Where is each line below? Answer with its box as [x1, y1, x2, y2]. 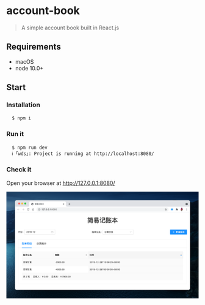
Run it [6, 130, 24, 138]
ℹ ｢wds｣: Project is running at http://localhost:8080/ [12, 151, 154, 157]
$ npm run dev [12, 145, 48, 151]
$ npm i [12, 115, 32, 121]
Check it [6, 165, 32, 174]
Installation [6, 100, 41, 109]
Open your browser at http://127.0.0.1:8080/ [6, 179, 115, 187]
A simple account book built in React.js [21, 24, 120, 31]
